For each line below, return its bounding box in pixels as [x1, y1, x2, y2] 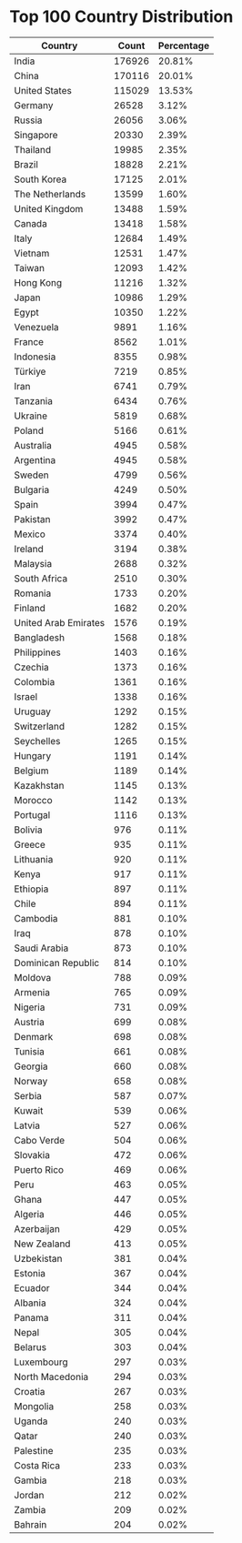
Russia [14, 114, 43, 126]
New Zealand [14, 1237, 71, 1250]
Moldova [14, 971, 52, 983]
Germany [14, 98, 54, 111]
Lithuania [14, 852, 54, 865]
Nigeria [14, 1001, 45, 1014]
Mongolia [14, 1399, 55, 1412]
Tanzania [14, 394, 53, 407]
